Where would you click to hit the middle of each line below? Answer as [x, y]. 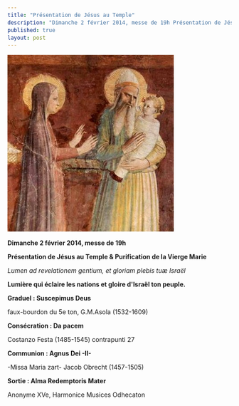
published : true [31, 30]
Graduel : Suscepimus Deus [49, 298]
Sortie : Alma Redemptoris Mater [57, 381]
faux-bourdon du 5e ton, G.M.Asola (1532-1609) [78, 312]
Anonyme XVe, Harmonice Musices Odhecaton [76, 395]
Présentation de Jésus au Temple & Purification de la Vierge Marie [107, 257]
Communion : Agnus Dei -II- [49, 353]
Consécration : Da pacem [46, 326]
